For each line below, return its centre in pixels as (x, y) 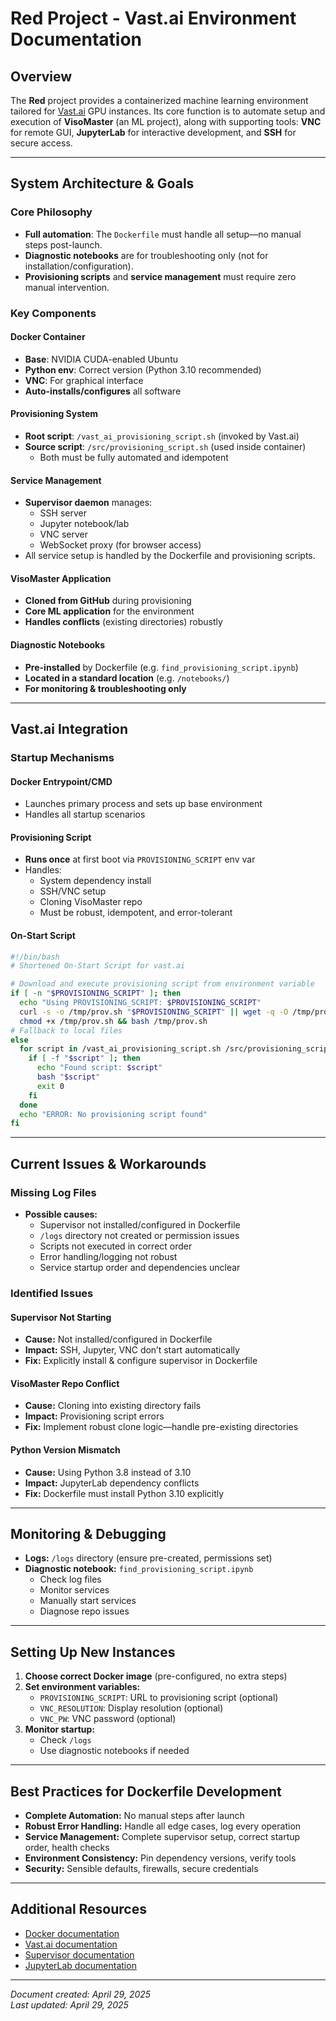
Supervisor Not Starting (61, 1317)
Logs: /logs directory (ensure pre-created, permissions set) (148, 1558)
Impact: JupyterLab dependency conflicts (112, 1483)
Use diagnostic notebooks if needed (114, 1751)
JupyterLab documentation (80, 1965)
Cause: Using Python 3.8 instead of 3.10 (108, 1472)
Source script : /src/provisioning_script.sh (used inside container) (165, 447)
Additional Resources (78, 1909)
